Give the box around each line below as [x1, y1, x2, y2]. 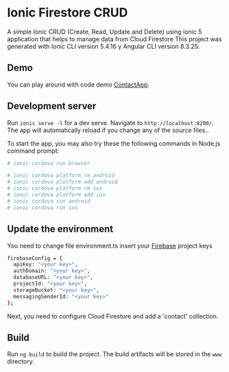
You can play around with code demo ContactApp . [7, 80, 149, 89]
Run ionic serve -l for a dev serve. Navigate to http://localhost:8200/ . [7, 118, 214, 127]
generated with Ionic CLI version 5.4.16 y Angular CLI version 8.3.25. [7, 42, 200, 50]
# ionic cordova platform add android [7, 179, 118, 186]
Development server [7, 100, 97, 112]
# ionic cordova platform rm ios [7, 185, 103, 192]
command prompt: [7, 146, 60, 155]
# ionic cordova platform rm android [7, 172, 115, 179]
